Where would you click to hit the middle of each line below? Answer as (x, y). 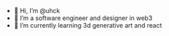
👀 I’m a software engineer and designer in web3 (83, 18)
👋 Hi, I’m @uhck (37, 11)
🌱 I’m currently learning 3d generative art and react (88, 25)
